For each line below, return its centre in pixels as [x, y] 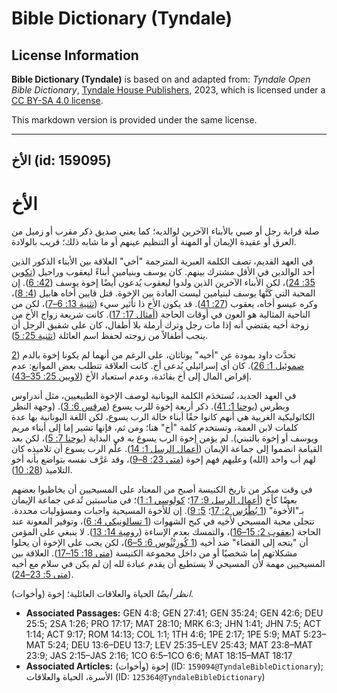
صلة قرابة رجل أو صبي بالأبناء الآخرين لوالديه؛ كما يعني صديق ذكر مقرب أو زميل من [165, 231]
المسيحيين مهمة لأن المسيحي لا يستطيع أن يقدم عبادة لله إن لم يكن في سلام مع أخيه [168, 564]
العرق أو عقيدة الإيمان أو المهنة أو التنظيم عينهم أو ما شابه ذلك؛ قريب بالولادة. [154, 242]
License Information [75, 55]
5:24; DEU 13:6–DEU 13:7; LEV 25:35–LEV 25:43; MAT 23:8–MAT [180, 645]
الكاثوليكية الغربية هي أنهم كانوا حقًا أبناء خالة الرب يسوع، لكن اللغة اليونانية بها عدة [163, 417]
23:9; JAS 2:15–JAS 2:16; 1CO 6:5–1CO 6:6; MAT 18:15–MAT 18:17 [159, 656]
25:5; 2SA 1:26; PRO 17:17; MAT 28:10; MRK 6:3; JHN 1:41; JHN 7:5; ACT [173, 624]
